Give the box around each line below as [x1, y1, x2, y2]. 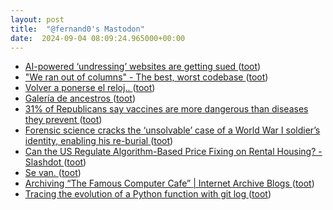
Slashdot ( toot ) [24, 156, 87, 168]
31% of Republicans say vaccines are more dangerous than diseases [24, 103, 309, 115]
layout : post [10, 14, 65, 25]
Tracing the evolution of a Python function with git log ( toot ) [24, 188, 272, 200]
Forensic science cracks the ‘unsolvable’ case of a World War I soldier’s [24, 124, 321, 136]
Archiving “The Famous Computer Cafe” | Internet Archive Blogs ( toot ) [24, 177, 315, 190]
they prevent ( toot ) [24, 114, 103, 126]
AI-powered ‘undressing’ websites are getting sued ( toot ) [24, 61, 262, 73]
